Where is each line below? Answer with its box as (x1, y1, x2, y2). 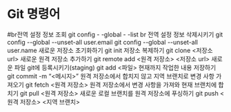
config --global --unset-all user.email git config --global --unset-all (7, 38, 199, 46)
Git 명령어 (7, 6, 61, 22)
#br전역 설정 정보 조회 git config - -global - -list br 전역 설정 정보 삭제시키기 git (7, 30, 223, 38)
